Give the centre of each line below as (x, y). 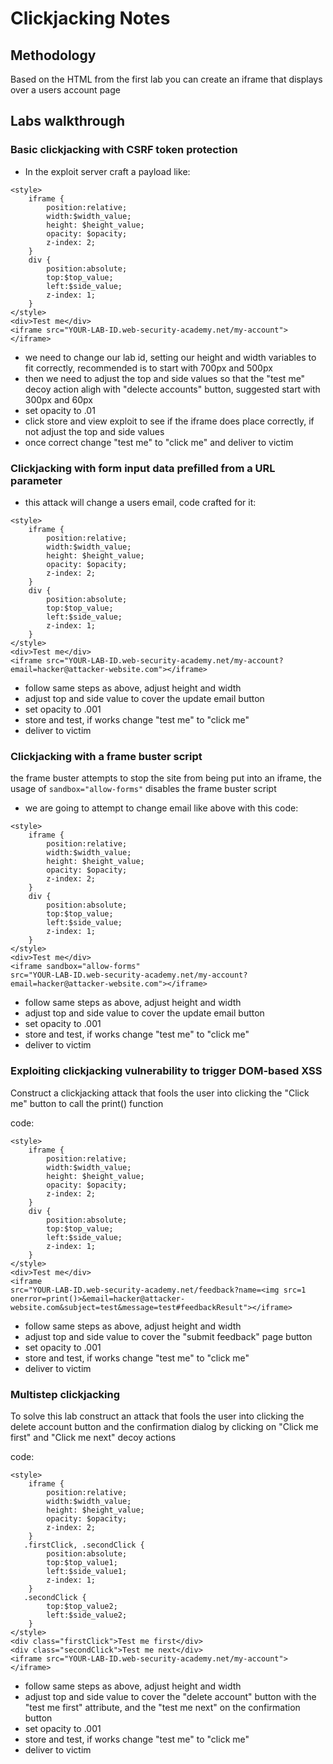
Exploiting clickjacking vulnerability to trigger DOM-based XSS (166, 1071)
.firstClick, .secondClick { (84, 1545)
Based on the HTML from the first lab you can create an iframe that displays (166, 79)
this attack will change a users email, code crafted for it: (140, 502)
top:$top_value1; (82, 1562)
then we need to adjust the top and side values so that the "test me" (165, 378)
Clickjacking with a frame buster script (106, 756)
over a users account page (65, 90)
